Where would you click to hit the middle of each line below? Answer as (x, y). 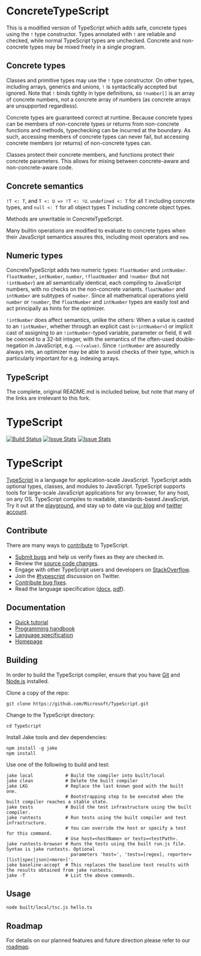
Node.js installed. (28, 681)
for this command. (29, 833)
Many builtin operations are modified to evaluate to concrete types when (96, 230)
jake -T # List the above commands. (71, 875)
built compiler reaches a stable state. (58, 802)
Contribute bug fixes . (41, 582)
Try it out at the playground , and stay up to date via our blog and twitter (94, 505)
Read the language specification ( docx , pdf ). (70, 589)
